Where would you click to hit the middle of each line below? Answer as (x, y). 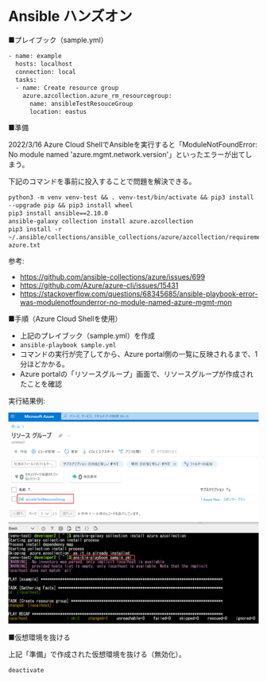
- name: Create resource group (67, 88)
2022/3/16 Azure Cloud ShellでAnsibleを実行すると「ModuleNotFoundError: (133, 144)
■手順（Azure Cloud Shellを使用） (65, 319)
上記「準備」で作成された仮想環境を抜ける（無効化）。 (97, 654)
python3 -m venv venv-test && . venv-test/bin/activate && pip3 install (131, 197)
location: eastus (58, 112)
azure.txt (25, 245)
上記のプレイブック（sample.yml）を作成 (87, 335)
